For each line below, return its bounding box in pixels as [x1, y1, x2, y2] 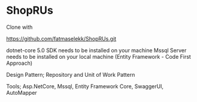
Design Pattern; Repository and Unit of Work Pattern [6, 71, 135, 78]
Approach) [6, 59, 33, 67]
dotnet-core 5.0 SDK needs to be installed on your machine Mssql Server [6, 46, 187, 54]
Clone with [6, 23, 33, 31]
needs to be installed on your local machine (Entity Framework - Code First [6, 53, 192, 60]
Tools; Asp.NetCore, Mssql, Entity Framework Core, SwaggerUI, [6, 82, 163, 90]
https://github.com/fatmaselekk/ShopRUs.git [6, 35, 117, 42]
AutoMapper [6, 89, 37, 96]
